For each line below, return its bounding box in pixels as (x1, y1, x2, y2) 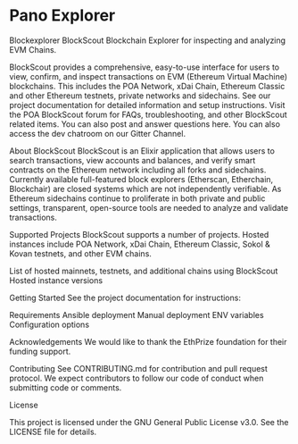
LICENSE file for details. (9, 426, 97, 437)
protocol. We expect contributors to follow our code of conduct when (9, 373, 264, 383)
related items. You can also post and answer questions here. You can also (9, 118, 281, 130)
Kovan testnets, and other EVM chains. (9, 247, 152, 259)
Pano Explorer (9, 5, 116, 26)
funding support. (9, 346, 71, 356)
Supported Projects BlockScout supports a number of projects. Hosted (9, 229, 269, 239)
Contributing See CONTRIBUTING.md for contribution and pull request (9, 363, 268, 373)
